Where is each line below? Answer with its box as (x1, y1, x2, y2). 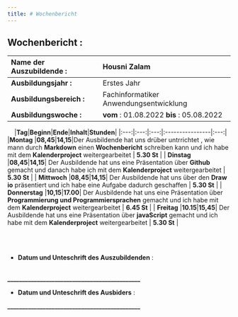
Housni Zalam (102, 62, 151, 71)
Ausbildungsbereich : (11, 94, 85, 104)
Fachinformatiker (102, 90, 159, 100)
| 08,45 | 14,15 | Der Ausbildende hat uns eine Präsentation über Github (7, 158, 210, 167)
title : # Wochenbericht (7, 10, 78, 18)
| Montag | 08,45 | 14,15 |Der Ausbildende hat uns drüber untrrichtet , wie (7, 136, 215, 144)
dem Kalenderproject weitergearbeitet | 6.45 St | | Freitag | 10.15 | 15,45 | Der (7, 203, 230, 212)
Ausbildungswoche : (11, 110, 82, 120)
